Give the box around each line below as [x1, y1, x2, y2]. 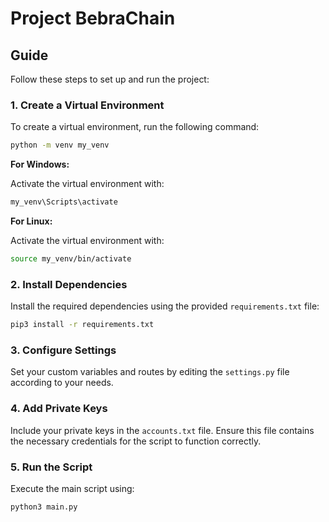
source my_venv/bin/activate [10, 254, 132, 264]
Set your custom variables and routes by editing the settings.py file [10, 366, 290, 378]
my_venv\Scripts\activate [10, 197, 118, 207]
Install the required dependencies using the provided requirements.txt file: [10, 300, 320, 312]
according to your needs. [10, 377, 114, 389]
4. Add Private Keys [10, 402, 108, 416]
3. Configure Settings [10, 343, 117, 357]
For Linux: [10, 215, 53, 227]
